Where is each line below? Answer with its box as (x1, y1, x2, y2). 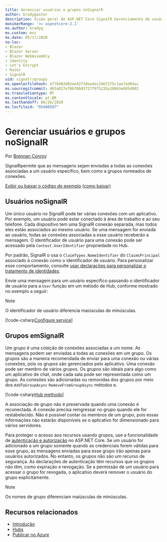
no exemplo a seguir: (5, 288, 48, 294)
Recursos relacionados (5, 508, 78, 516)
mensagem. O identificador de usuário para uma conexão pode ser (5, 237, 143, 243)
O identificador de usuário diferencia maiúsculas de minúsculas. (5, 307, 137, 313)
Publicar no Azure (12, 532, 50, 538)
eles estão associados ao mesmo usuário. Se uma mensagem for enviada (5, 226, 156, 232)
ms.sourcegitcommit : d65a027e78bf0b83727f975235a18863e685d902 (5, 86, 139, 91)
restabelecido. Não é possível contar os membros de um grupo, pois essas (5, 411, 159, 417)
